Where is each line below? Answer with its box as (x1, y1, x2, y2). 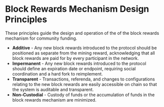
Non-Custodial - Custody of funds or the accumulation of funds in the (12, 92, 155, 98)
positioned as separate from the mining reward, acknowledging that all (12, 50, 155, 56)
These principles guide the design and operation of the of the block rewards (5, 30, 160, 36)
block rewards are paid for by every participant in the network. (12, 55, 139, 61)
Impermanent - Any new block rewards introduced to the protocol (12, 60, 146, 66)
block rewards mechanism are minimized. (12, 97, 97, 103)
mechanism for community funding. (5, 35, 78, 41)
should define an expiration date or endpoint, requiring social (12, 65, 136, 72)
